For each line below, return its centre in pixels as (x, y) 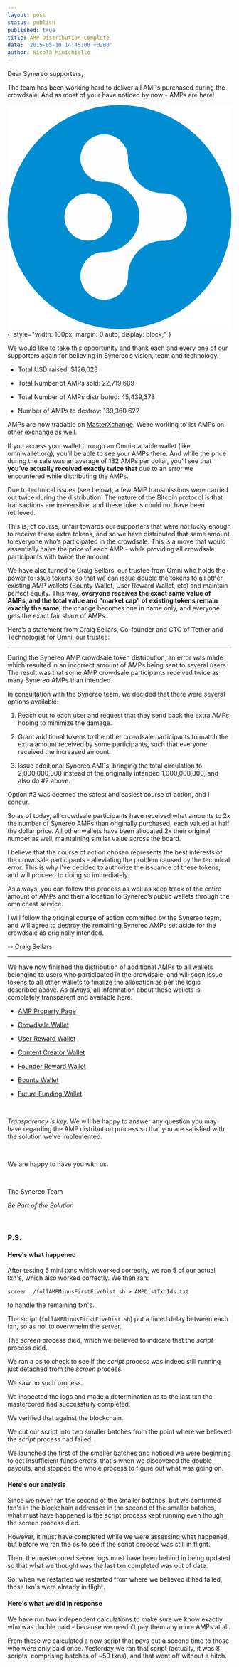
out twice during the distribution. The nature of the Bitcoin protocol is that (115, 497)
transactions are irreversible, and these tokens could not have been (106, 505)
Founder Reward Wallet (52, 1066)
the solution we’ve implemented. (55, 1136)
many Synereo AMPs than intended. (60, 680)
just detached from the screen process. (65, 1369)
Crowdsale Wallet (43, 1025)
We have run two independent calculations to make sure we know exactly (115, 1619)
